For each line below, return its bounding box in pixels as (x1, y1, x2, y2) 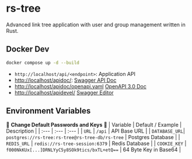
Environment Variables (6, 106, 91, 116)
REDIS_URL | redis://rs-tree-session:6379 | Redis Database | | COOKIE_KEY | (6, 140, 187, 147)
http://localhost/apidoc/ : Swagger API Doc (14, 77, 117, 84)
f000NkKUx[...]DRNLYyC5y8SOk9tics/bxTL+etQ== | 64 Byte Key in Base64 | (6, 146, 181, 153)
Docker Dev (6, 44, 50, 54)
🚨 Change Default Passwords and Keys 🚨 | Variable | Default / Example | (6, 122, 182, 129)
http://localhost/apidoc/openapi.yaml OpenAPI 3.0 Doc (14, 82, 147, 89)
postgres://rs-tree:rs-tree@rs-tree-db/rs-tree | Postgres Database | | (6, 134, 180, 141)
